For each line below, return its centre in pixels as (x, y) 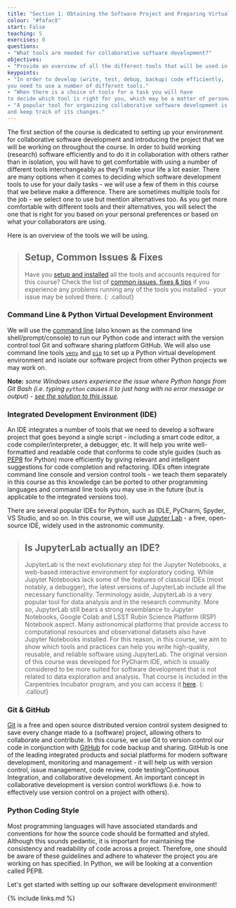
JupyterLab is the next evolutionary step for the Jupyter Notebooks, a (125, 564)
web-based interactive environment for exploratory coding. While (119, 572)
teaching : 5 (25, 33)
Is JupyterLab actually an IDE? (92, 548)
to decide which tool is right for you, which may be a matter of (106, 99)
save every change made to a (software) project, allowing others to (104, 733)
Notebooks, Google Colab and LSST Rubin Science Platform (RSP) (120, 617)
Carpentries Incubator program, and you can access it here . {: (114, 684)
